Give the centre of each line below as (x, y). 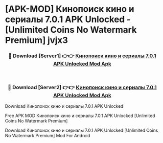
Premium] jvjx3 (37, 40)
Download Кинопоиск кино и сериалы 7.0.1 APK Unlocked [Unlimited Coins (81, 130)
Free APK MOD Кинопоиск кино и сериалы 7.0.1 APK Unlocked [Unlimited (80, 116)
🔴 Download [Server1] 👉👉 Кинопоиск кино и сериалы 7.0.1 (82, 56)
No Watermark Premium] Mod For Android (48, 135)
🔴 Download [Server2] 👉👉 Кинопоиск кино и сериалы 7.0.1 (82, 88)
